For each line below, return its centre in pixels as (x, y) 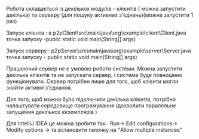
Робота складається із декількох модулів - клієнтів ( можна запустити (96, 9)
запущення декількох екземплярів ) (52, 112)
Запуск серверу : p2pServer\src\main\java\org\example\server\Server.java (99, 51)
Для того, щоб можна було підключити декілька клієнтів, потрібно (91, 99)
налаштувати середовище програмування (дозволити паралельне (91, 106)
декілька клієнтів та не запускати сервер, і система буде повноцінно (94, 75)
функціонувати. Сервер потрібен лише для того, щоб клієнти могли (92, 81)
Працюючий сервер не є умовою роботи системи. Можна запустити (94, 69)
